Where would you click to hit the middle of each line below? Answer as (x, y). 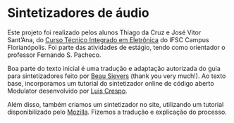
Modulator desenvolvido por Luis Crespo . (68, 91)
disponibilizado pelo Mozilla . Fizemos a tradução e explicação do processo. (117, 112)
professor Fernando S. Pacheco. (54, 55)
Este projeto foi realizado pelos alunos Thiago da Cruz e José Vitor (104, 32)
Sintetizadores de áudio (78, 13)
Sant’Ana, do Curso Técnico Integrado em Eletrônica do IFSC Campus (108, 39)
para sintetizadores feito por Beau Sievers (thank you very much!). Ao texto (117, 76)
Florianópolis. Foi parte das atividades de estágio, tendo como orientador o (116, 47)
